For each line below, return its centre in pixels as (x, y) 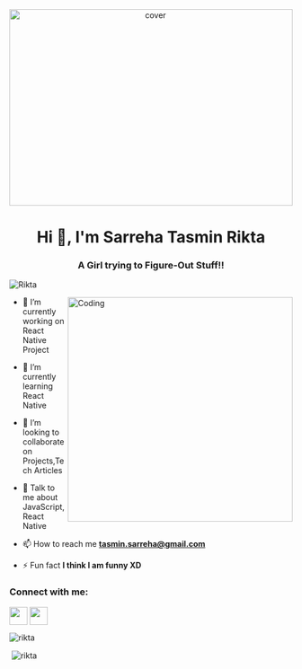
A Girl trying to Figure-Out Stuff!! (151, 266)
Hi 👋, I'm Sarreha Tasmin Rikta (151, 238)
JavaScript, (44, 507)
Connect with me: (49, 592)
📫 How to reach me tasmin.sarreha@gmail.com (114, 544)
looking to (41, 432)
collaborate (43, 442)
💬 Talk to (39, 488)
